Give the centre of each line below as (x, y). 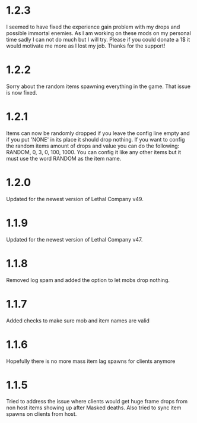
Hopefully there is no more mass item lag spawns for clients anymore (91, 361)
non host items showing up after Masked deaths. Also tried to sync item (94, 408)
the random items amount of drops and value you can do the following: (93, 146)
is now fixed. (22, 92)
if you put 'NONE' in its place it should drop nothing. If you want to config (96, 139)
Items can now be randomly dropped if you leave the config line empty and (98, 133)
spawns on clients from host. (42, 414)
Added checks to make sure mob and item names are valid (78, 320)
